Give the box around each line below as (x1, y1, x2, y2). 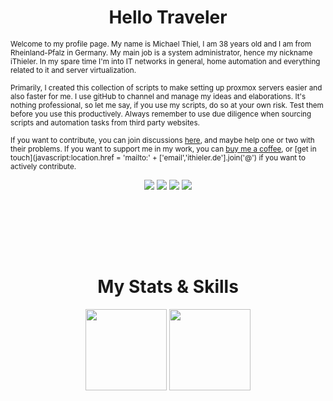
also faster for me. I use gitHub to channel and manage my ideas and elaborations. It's (10, 91, 307, 101)
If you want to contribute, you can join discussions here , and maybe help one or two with (10, 135, 315, 145)
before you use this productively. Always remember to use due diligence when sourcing (10, 109, 312, 119)
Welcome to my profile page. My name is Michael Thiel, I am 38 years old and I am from (10, 39, 312, 49)
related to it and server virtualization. (10, 65, 137, 75)
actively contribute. (10, 161, 77, 171)
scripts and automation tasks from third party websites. (10, 117, 200, 128)
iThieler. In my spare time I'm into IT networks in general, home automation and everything (10, 56, 321, 66)
